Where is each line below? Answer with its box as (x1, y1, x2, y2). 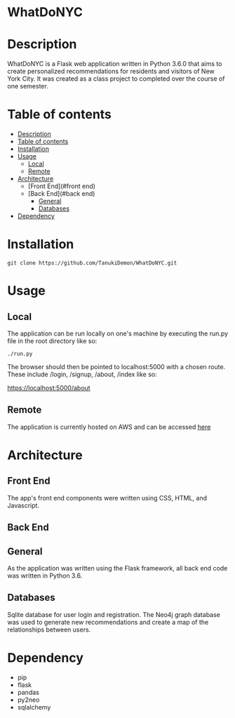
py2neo (17, 696, 40, 704)
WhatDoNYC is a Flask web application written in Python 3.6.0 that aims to (7, 60, 222, 68)
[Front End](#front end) (27, 182, 96, 190)
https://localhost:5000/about (7, 384, 90, 392)
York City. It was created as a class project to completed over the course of (7, 74, 225, 83)
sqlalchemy (17, 703, 51, 711)
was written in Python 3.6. (7, 571, 83, 580)
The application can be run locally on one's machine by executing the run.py (7, 329, 229, 338)
